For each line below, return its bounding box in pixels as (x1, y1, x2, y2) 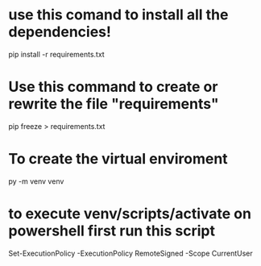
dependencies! (8, 23, 111, 41)
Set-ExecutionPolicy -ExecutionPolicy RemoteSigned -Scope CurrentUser (8, 248, 254, 258)
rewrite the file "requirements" (8, 95, 219, 114)
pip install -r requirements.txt (8, 49, 105, 59)
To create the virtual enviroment (8, 150, 228, 168)
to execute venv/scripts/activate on (8, 205, 252, 222)
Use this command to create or (8, 78, 218, 96)
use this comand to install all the (8, 6, 229, 24)
